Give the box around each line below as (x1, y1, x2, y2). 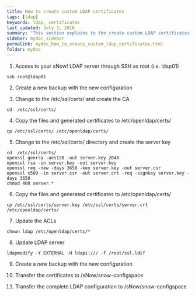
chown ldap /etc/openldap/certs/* (6, 228, 91, 234)
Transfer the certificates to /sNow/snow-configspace (15, 271, 144, 278)
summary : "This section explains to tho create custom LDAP (6, 30, 156, 36)
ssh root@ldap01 (6, 74, 46, 79)
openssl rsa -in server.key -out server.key (6, 160, 117, 166)
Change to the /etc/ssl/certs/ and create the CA (15, 95, 130, 102)
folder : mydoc (6, 47, 41, 53)
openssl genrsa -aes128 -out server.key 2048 (6, 155, 119, 161)
